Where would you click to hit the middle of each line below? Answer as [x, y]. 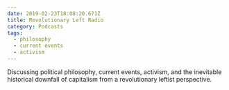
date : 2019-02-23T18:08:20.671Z [54, 13]
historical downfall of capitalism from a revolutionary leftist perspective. [110, 79]
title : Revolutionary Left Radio [56, 20]
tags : [15, 33]
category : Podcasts [35, 26]
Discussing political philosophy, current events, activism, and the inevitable [114, 72]
